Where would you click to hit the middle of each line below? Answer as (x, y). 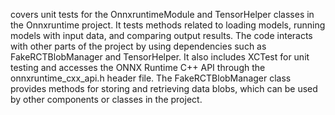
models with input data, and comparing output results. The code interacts (161, 35)
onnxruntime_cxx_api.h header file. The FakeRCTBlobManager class (151, 78)
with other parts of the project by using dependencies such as (138, 46)
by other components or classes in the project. (106, 99)
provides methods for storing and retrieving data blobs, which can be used (164, 88)
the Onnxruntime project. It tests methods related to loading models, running (168, 25)
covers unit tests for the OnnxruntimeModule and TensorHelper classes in (162, 14)
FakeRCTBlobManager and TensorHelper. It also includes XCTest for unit (160, 57)
